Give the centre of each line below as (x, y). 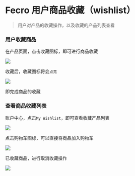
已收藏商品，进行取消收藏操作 (36, 158)
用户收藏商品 (21, 39)
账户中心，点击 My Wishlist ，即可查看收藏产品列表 (57, 118)
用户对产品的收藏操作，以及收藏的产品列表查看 (66, 25)
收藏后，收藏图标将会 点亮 (31, 71)
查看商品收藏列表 (26, 106)
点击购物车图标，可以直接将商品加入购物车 (49, 138)
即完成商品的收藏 (23, 92)
